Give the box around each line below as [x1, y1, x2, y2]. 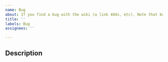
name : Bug [5, 7, 26, 12]
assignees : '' [5, 26, 35, 31]
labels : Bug [5, 21, 30, 26]
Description [5, 48, 42, 57]
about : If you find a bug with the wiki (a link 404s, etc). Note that [5, 12, 157, 17]
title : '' [5, 16, 26, 21]
